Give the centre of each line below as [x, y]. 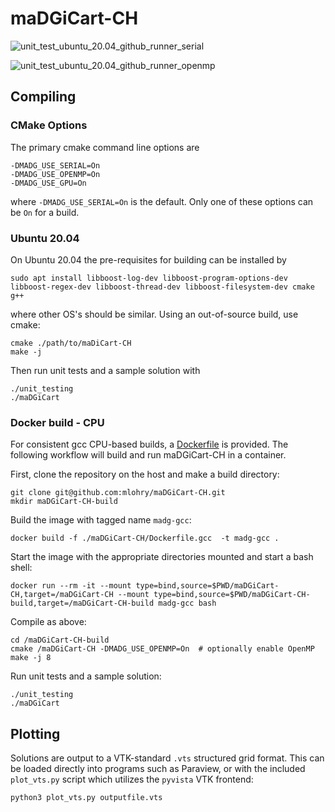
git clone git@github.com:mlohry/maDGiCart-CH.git [118, 493]
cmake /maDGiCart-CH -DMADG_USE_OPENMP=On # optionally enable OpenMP [162, 649]
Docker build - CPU [57, 422]
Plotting [35, 733]
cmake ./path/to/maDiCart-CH [71, 343]
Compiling [43, 97]
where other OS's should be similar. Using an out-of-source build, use [154, 314]
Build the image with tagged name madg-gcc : [101, 520]
